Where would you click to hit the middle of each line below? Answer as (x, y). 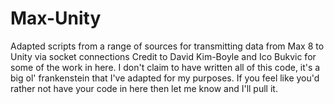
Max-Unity (56, 18)
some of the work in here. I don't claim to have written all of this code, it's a (165, 67)
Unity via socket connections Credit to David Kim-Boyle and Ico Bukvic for (163, 56)
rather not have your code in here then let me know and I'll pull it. (144, 88)
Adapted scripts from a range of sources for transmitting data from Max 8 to (167, 46)
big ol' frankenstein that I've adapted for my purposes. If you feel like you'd (165, 78)
